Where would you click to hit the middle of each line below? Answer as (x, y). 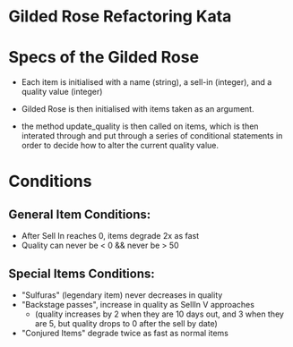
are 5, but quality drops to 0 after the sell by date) (126, 323)
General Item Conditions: (80, 214)
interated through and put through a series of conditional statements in (152, 136)
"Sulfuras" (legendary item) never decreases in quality (122, 295)
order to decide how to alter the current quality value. (120, 146)
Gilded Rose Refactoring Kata (120, 17)
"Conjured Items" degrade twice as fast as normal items (125, 333)
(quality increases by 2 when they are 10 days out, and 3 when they (159, 314)
